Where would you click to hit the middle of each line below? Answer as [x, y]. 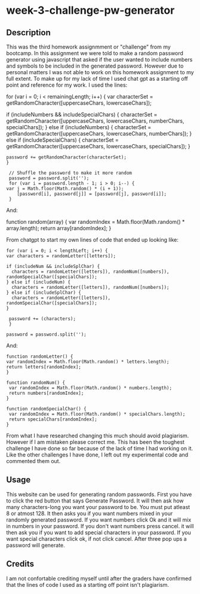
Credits [20, 564]
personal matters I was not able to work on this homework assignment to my [100, 72]
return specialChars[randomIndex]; [53, 419]
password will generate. [36, 545]
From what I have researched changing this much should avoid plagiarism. [98, 435]
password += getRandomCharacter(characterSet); [67, 157]
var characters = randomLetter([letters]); [61, 256]
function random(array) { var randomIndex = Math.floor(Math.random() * [96, 222]
